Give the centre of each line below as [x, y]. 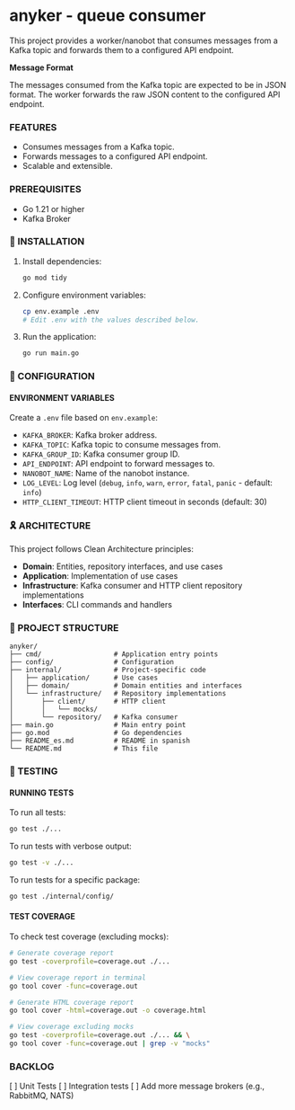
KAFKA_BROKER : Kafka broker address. [90, 435]
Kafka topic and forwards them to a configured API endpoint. [122, 49]
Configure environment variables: [84, 295]
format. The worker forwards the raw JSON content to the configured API [145, 94]
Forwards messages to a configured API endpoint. [115, 156]
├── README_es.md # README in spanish [100, 741]
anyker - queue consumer [108, 16]
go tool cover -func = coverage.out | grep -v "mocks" [110, 1043]
